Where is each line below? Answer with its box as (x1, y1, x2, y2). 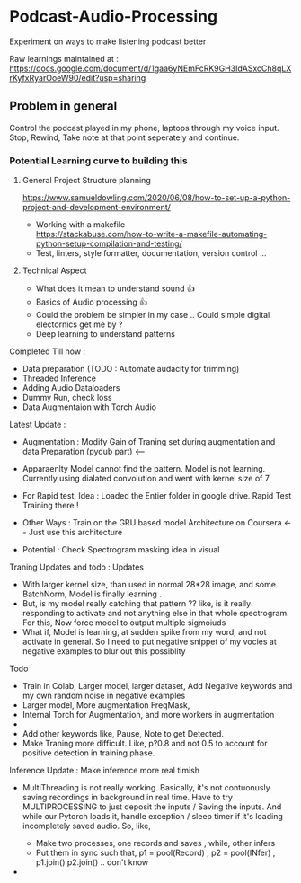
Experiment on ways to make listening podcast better (9, 36, 207, 47)
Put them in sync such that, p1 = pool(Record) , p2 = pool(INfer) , (35, 847, 276, 859)
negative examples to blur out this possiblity (22, 646, 186, 657)
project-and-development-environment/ (22, 202, 171, 213)
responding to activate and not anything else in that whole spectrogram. (22, 608, 289, 619)
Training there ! (22, 500, 79, 511)
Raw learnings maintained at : (9, 53, 120, 64)
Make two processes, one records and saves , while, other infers (35, 838, 276, 849)
